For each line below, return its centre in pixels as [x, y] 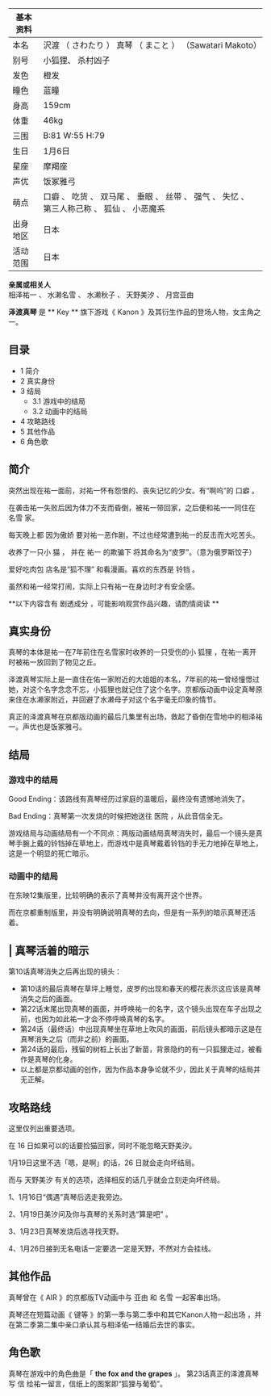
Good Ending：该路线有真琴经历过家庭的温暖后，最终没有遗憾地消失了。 [129, 799]
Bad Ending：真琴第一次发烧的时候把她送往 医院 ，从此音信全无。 [118, 816]
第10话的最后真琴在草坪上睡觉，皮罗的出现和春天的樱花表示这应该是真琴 [140, 989]
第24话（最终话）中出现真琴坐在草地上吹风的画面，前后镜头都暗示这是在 [141, 1029]
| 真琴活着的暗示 [49, 951]
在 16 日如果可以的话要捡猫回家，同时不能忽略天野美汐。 [102, 1146]
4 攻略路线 [38, 421]
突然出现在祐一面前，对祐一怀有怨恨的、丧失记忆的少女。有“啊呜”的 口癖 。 [134, 490]
